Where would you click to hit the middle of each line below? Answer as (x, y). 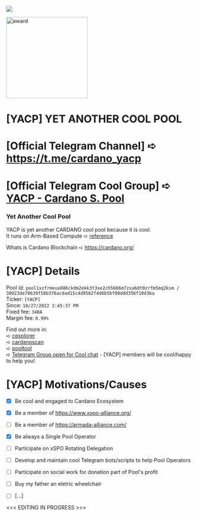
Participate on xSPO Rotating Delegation (64, 448)
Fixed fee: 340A (24, 311)
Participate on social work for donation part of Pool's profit (86, 472)
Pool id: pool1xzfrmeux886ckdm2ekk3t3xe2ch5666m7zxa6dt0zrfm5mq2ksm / (93, 287)
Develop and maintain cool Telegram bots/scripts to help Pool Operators (103, 460)
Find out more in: (27, 329)
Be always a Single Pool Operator (55, 436)
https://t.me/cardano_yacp (74, 159)
